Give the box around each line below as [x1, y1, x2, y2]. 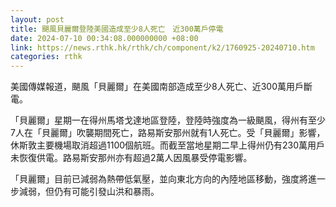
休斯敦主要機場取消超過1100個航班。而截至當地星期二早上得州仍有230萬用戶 [10, 139, 326, 151]
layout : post [10, 14, 65, 25]
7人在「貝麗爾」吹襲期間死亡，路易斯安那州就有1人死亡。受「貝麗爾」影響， [10, 127, 326, 139]
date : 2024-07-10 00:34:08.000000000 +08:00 [10, 33, 199, 43]
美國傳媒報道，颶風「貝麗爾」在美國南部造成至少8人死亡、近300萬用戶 [10, 81, 304, 93]
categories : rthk [10, 52, 83, 62]
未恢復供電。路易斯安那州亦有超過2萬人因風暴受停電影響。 [10, 152, 253, 164]
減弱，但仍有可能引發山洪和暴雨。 [18, 186, 160, 198]
